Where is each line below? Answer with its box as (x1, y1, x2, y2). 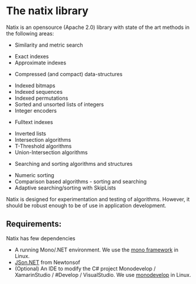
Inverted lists (14, 130, 46, 137)
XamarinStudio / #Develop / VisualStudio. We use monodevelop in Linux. (14, 271, 191, 278)
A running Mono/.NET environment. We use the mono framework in (14, 246, 179, 253)
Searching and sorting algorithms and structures (14, 160, 133, 167)
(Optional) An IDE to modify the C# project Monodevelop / (14, 265, 156, 272)
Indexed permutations (14, 94, 68, 102)
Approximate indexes (14, 59, 67, 66)
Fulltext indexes (14, 118, 53, 125)
